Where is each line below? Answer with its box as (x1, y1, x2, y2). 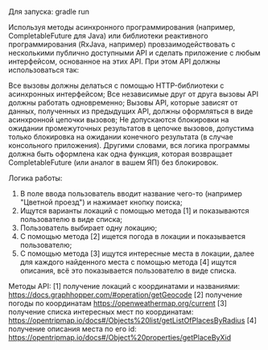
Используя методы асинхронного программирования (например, (8, 23, 236, 31)
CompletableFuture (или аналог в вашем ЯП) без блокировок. (8, 158, 219, 167)
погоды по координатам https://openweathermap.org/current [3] (8, 299, 228, 308)
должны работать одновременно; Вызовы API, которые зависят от (8, 98, 238, 107)
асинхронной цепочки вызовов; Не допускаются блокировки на (8, 115, 229, 124)
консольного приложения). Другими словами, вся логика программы (8, 141, 250, 150)
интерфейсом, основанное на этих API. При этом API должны (8, 56, 221, 66)
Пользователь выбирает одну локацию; (19, 223, 158, 233)
